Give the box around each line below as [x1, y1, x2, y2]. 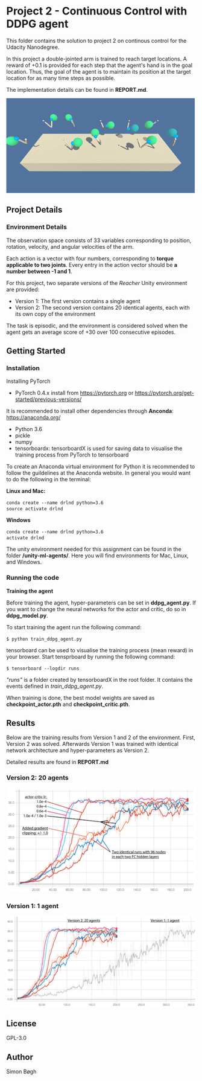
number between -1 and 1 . [6, 268, 72, 275]
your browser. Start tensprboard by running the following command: [6, 653, 175, 660]
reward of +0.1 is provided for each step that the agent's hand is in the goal [6, 62, 193, 69]
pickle [14, 432, 30, 439]
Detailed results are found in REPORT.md [6, 759, 109, 766]
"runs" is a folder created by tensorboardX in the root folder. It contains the [6, 676, 193, 683]
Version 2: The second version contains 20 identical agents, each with [14, 304, 190, 311]
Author [6, 1052, 33, 1062]
